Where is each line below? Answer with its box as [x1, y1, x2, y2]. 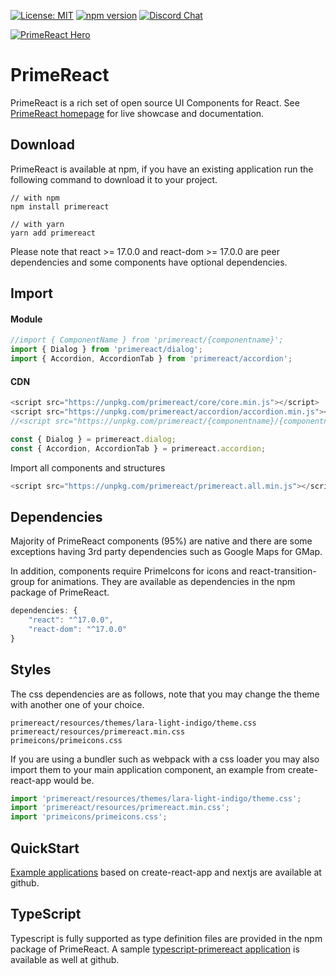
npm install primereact [10, 201, 110, 212]
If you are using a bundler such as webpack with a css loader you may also [10, 753, 320, 765]
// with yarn [10, 219, 65, 229]
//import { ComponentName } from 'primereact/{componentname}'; [10, 335, 284, 345]
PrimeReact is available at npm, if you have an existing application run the [10, 163, 314, 175]
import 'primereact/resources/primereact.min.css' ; [10, 803, 230, 813]
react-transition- [248, 565, 317, 577]
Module [10, 313, 43, 325]
